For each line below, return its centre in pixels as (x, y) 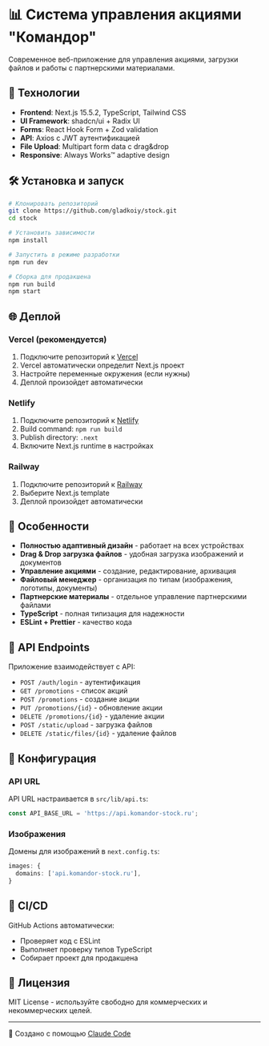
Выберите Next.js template (64, 493)
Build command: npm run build (71, 429)
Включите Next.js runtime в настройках (86, 446)
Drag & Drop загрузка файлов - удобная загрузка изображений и (132, 554)
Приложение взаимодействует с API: (72, 667)
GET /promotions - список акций (74, 691)
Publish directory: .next (59, 437)
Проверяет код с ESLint (60, 940)
